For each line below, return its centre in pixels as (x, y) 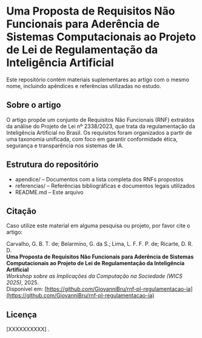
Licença (22, 315)
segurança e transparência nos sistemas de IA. (65, 145)
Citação (21, 211)
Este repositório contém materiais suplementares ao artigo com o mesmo (98, 79)
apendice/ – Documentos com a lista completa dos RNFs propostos (99, 179)
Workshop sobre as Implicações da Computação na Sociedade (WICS (95, 276)
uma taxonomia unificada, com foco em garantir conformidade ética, (92, 139)
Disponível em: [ (27, 289)
